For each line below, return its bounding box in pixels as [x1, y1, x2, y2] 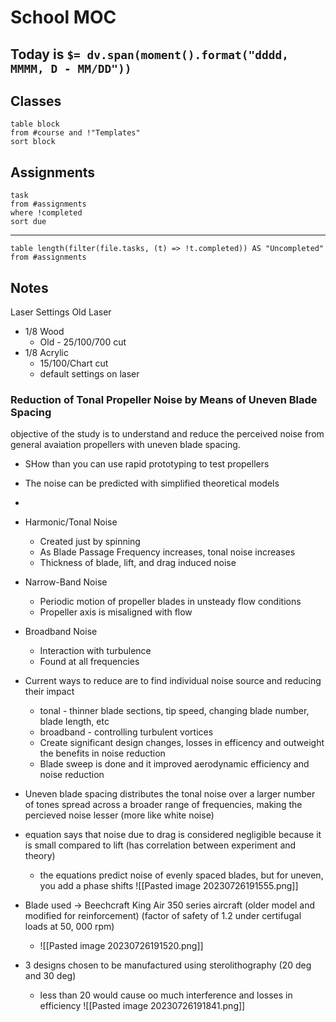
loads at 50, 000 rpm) [24, 921, 115, 933]
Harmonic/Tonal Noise [24, 516, 118, 528]
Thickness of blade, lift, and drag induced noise [39, 557, 237, 569]
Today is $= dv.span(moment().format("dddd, [10, 46, 289, 63]
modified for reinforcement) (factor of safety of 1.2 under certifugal [24, 910, 302, 922]
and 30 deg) [24, 970, 77, 982]
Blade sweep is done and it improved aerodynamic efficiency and [39, 758, 310, 770]
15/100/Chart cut [39, 357, 109, 370]
